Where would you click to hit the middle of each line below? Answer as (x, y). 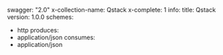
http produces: (38, 30)
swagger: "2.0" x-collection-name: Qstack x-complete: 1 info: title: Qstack (111, 10)
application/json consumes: (56, 37)
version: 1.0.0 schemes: (40, 17)
